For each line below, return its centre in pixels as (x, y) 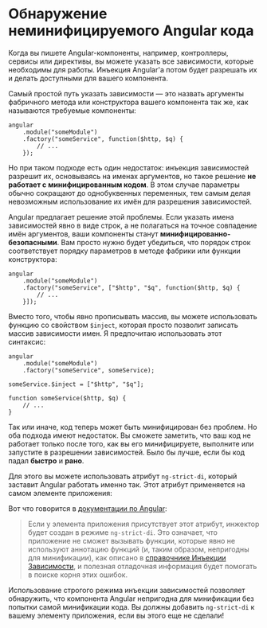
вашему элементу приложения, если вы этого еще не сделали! (116, 615)
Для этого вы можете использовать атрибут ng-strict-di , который (123, 476)
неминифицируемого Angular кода (131, 31)
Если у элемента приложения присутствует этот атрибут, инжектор (143, 524)
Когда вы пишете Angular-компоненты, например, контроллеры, (118, 53)
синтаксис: (27, 341)
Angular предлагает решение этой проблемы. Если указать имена (121, 216)
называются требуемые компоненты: (73, 110)
